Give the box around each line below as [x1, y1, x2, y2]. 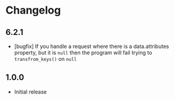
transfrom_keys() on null [14, 56, 77, 62]
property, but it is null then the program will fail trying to [14, 49, 152, 56]
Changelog [5, 4, 61, 17]
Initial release [14, 88, 47, 95]
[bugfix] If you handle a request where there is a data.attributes [14, 43, 170, 50]
